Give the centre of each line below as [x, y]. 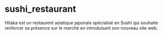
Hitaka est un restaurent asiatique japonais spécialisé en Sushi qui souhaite [81, 23]
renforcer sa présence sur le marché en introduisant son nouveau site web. [81, 28]
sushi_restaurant [40, 9]
